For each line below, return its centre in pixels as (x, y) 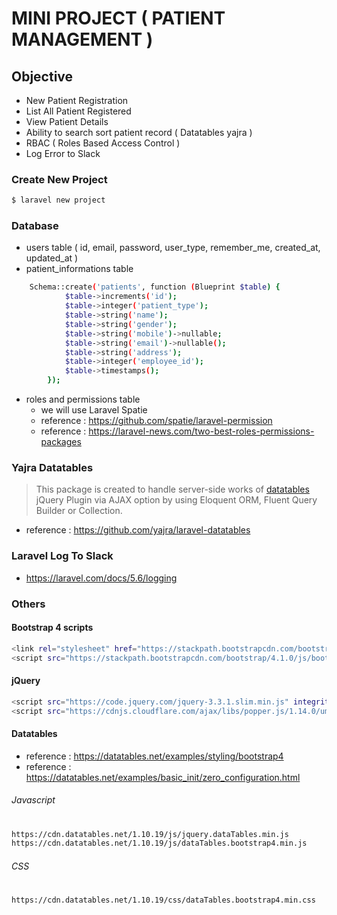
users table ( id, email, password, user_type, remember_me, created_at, (173, 248)
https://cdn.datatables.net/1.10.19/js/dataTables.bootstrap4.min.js (159, 843)
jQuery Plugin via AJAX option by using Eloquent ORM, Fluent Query (176, 500)
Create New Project (59, 179)
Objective (42, 76)
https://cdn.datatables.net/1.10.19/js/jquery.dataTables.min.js (150, 834)
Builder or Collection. (79, 511)
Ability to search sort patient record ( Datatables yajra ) (139, 132)
